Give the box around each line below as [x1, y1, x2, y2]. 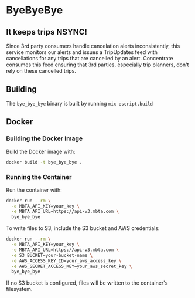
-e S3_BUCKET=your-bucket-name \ [11, 252, 93, 258]
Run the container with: [6, 186, 63, 194]
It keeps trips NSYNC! [6, 27, 88, 37]
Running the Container [6, 173, 72, 181]
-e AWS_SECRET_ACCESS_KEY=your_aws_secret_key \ [11, 263, 132, 269]
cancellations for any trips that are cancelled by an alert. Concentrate [6, 55, 173, 62]
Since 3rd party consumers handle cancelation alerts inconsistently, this [6, 42, 180, 49]
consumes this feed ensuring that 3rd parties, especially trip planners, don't [6, 61, 189, 68]
